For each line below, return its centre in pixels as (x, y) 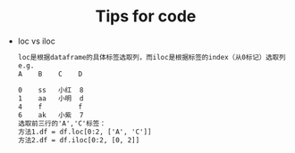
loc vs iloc (36, 41)
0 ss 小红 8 (51, 91)
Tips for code (146, 16)
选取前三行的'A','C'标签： (62, 123)
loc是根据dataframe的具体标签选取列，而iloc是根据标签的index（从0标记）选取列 (152, 57)
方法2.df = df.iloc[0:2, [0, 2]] (79, 140)
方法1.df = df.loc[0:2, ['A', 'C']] (84, 132)
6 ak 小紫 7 (51, 116)
